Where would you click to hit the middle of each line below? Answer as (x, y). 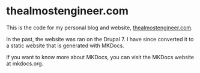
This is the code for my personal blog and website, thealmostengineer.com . (100, 28)
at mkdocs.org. (25, 63)
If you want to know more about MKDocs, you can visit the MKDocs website (100, 57)
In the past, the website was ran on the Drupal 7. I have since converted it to (100, 39)
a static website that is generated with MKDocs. (65, 45)
